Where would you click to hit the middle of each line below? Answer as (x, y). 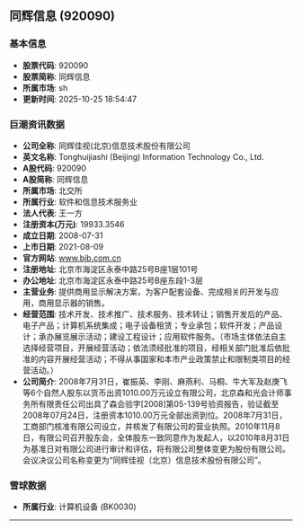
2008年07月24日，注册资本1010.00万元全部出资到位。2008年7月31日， (155, 415)
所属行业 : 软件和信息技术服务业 (80, 201)
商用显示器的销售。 (74, 303)
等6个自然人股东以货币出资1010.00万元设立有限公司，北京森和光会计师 (153, 393)
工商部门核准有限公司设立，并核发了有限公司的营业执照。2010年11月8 (151, 426)
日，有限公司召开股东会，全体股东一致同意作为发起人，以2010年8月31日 (156, 437)
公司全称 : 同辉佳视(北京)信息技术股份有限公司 (106, 146)
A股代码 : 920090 (54, 168)
